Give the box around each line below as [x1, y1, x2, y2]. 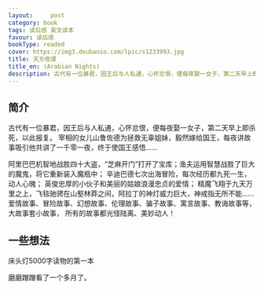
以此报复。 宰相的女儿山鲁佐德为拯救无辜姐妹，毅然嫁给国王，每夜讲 [21, 133, 244, 142]
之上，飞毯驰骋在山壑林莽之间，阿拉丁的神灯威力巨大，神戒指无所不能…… [14, 189, 255, 199]
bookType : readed [8, 41, 65, 49]
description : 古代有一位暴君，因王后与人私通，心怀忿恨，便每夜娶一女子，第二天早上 [8, 70, 253, 78]
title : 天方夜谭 [8, 56, 57, 64]
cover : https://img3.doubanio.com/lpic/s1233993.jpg [8, 48, 185, 56]
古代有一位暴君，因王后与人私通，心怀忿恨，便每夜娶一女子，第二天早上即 [8, 123, 249, 133]
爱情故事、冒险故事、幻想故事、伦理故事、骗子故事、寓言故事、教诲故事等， [8, 199, 256, 208]
